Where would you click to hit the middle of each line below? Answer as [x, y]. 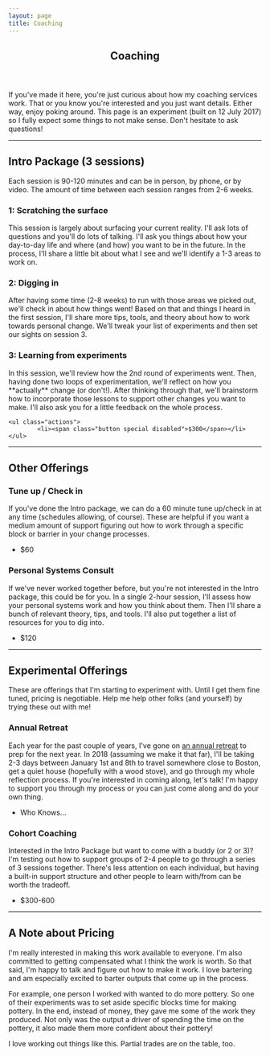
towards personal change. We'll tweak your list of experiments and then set [133, 326]
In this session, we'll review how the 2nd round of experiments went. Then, [133, 373]
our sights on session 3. [48, 335]
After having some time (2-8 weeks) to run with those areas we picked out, [132, 300]
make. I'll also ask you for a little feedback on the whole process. [115, 407]
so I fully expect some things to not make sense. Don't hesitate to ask [123, 120]
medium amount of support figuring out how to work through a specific [126, 526]
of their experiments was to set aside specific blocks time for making [123, 1002]
